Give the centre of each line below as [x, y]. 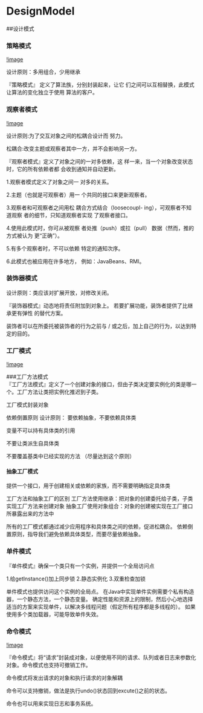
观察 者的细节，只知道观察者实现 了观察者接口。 [71, 215]
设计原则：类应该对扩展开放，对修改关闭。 [59, 292]
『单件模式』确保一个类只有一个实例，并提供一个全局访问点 [80, 566]
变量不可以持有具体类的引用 [41, 430]
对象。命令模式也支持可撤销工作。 [49, 665]
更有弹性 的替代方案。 [39, 313]
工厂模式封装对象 [27, 405]
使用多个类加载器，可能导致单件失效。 [54, 614]
